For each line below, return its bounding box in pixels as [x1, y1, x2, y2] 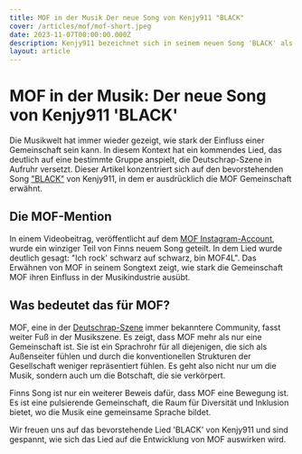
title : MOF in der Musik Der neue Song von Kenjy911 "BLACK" [9, 13, 245, 23]
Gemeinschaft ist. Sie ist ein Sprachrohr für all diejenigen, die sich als [9, 341, 268, 352]
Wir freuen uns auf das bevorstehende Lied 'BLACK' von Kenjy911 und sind [9, 424, 289, 435]
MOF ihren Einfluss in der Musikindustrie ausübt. [9, 271, 191, 282]
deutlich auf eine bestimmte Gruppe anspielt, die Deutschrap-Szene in [9, 155, 272, 166]
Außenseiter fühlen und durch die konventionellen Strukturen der [9, 350, 251, 362]
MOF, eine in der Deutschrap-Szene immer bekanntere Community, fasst [9, 322, 281, 333]
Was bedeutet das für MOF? [9, 298, 170, 313]
